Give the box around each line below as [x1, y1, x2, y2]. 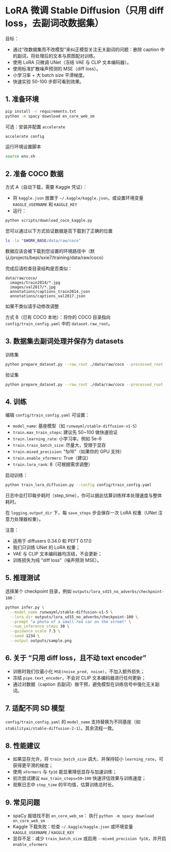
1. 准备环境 [5, 95, 39, 104]
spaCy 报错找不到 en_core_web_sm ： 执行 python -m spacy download [12, 813, 154, 819]
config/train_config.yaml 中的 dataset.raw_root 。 [5, 320, 113, 326]
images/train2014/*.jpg [10, 280, 60, 285]
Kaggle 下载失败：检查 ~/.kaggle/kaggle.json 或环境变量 [12, 824, 133, 830]
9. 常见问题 [5, 798, 40, 807]
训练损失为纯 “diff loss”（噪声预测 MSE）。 [12, 557, 102, 563]
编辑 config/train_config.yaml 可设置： [5, 412, 90, 418]
